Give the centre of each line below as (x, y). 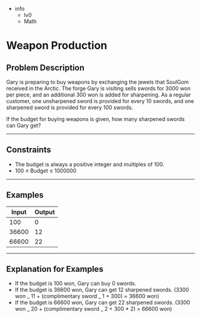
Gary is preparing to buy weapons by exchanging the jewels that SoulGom (98, 82)
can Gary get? (24, 125)
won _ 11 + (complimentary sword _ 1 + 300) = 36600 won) (87, 296)
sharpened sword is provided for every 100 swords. (70, 107)
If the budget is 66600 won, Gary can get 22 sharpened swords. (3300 (102, 302)
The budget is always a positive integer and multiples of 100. (89, 164)
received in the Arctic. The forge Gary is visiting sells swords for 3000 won (98, 88)
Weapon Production (57, 46)
